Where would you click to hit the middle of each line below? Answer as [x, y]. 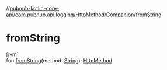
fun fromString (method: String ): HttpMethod [59, 60]
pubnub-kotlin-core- [34, 8]
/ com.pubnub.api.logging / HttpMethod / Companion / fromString [87, 15]
